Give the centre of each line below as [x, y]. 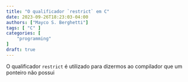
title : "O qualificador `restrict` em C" [58, 11]
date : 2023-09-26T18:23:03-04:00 [47, 17]
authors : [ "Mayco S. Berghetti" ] [47, 22]
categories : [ [24, 33]
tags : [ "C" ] [24, 28]
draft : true [21, 50]
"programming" [34, 39]
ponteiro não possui [30, 72]
